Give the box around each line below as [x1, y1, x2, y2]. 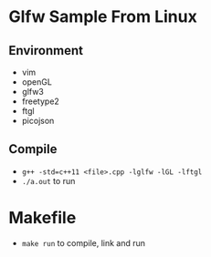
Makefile [8, 208, 77, 228]
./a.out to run [21, 175, 76, 186]
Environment [8, 43, 84, 58]
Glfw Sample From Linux [8, 6, 197, 27]
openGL [21, 77, 52, 87]
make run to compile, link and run [21, 237, 146, 248]
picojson [21, 116, 55, 126]
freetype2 [21, 96, 60, 107]
